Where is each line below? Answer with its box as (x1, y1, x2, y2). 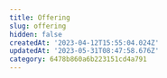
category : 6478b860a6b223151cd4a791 (9, 55, 147, 64)
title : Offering (9, 13, 70, 22)
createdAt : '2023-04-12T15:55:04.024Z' (9, 38, 160, 48)
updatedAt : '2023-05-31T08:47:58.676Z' (9, 47, 160, 56)
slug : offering (9, 22, 67, 30)
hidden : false (9, 30, 63, 39)
